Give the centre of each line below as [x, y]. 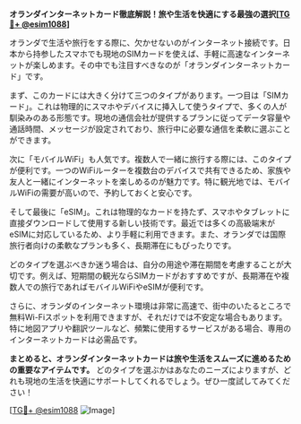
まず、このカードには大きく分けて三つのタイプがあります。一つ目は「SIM [146, 95]
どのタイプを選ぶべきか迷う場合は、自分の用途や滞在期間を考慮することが [146, 264]
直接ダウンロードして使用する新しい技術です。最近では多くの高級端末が [142, 223]
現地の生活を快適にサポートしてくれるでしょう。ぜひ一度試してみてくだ [158, 381]
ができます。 [33, 140]
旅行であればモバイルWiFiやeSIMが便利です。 [124, 287]
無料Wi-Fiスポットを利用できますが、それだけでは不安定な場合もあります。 [148, 317]
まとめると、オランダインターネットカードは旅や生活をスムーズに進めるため [150, 359]
